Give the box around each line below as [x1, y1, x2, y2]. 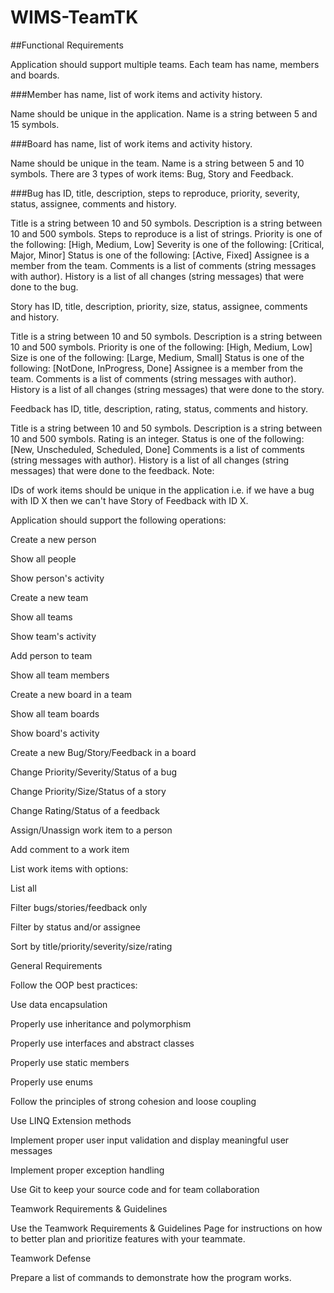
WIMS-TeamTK [10, 6, 139, 29]
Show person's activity [10, 572, 105, 584]
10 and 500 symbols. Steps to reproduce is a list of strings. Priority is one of [10, 227, 323, 240]
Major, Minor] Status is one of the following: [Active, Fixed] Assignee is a [10, 249, 310, 261]
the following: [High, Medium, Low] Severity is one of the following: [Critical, [10, 238, 325, 250]
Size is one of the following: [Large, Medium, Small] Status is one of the [10, 351, 305, 363]
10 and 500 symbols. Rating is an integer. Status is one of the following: [10, 432, 305, 445]
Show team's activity [10, 630, 97, 642]
